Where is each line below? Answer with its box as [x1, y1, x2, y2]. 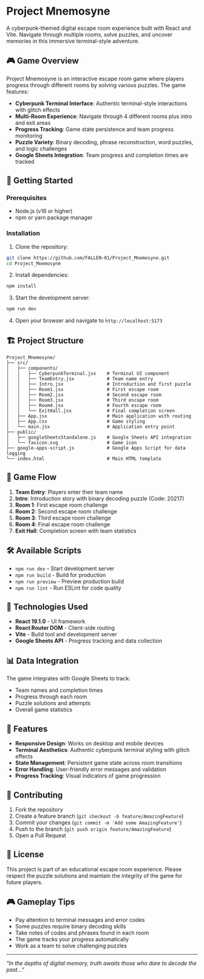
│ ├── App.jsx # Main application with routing [6, 413, 191, 419]
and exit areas [15, 119, 51, 126]
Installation [6, 229, 41, 238]
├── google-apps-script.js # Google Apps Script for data [6, 445, 186, 451]
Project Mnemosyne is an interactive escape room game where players [6, 75, 184, 82]
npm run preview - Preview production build [15, 577, 124, 585]
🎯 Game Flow [6, 472, 56, 483]
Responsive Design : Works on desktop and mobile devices [15, 740, 164, 747]
